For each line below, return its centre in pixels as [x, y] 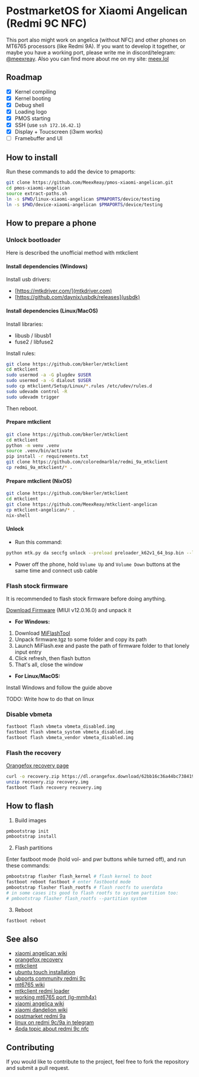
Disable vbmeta [29, 714]
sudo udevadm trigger [33, 397]
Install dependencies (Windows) [47, 266]
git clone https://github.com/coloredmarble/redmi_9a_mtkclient [87, 462]
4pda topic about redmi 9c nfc [52, 1029]
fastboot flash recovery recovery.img [54, 787]
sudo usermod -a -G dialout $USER [49, 381]
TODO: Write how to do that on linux [50, 699]
